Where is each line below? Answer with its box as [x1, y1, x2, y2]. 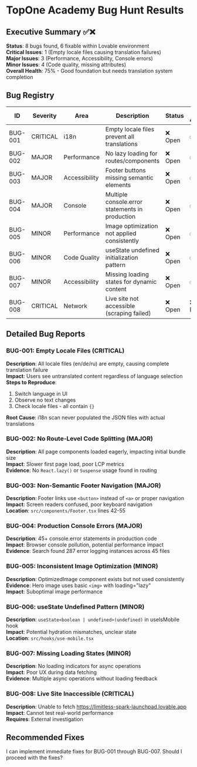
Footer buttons [105, 166, 146, 174]
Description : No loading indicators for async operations [6, 663, 141, 670]
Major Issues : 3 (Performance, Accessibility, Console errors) [6, 55, 154, 62]
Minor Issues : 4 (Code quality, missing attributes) [6, 61, 126, 68]
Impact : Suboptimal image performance [6, 588, 103, 595]
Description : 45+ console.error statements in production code [6, 535, 157, 542]
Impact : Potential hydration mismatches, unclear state [6, 628, 137, 635]
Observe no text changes [14, 396, 76, 403]
